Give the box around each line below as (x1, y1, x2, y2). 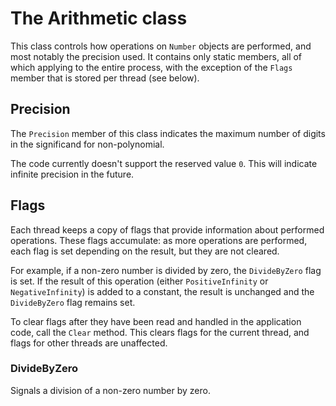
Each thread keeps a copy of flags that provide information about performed (10, 223, 325, 236)
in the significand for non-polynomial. (10, 138, 165, 150)
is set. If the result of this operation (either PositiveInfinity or (10, 275, 269, 287)
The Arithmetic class (10, 7, 188, 30)
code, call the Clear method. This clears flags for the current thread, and (10, 326, 310, 338)
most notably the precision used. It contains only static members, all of (10, 50, 303, 62)
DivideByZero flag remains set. (10, 296, 136, 308)
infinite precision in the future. (10, 168, 135, 180)
